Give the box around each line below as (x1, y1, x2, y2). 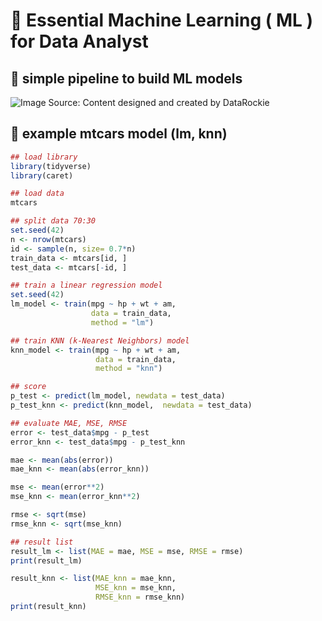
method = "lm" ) (90, 317, 155, 328)
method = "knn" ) (95, 364, 163, 374)
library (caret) (10, 170, 74, 181)
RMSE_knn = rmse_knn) (95, 592, 186, 603)
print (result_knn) (10, 602, 87, 612)
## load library (10, 152, 78, 162)
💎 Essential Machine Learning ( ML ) (10, 9, 314, 32)
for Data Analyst (10, 30, 149, 53)
